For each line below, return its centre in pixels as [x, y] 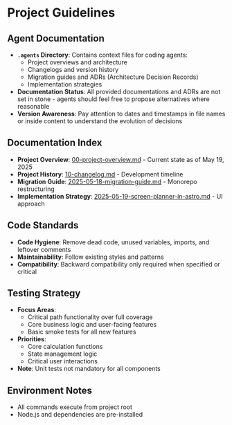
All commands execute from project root [75, 407]
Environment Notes [50, 390]
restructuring [36, 189]
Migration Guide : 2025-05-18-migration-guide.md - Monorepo [107, 181]
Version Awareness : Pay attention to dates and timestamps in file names [121, 114]
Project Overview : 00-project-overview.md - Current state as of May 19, [121, 159]
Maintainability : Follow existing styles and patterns [90, 257]
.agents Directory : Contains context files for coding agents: [102, 55]
